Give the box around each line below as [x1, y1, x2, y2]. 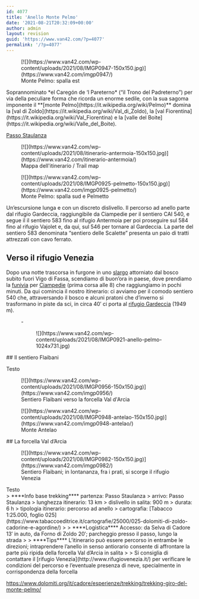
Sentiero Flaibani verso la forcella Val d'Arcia [21, 396, 130, 403]
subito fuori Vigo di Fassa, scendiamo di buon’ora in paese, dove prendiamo [6, 275, 192, 282]
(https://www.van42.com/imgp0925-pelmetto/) [21, 186, 137, 193]
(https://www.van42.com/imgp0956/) [21, 389, 113, 396]
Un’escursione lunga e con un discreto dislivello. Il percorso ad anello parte [6, 204, 190, 211]
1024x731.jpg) [36, 342, 70, 349]
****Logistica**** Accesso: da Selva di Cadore [72, 524, 191, 531]
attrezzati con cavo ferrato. [6, 235, 72, 242]
